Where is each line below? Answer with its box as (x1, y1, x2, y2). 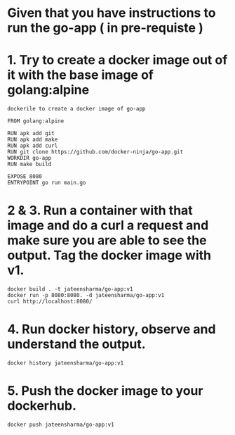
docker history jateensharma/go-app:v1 (7, 360, 124, 367)
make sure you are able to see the (7, 232, 207, 248)
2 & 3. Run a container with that (7, 203, 193, 219)
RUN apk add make (7, 136, 58, 144)
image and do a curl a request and (7, 217, 209, 234)
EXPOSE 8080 (7, 173, 42, 180)
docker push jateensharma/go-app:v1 (7, 421, 114, 428)
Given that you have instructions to (7, 5, 216, 21)
